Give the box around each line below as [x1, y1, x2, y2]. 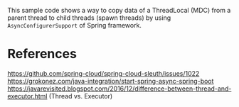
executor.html [7, 91, 48, 100]
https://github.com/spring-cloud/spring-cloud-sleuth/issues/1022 [7, 69, 200, 77]
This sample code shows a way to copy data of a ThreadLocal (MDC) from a [7, 6, 231, 14]
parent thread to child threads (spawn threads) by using [7, 13, 171, 22]
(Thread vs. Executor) [48, 91, 113, 100]
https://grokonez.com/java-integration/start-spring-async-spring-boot [7, 77, 214, 85]
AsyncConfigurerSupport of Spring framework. [7, 21, 142, 29]
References [7, 46, 77, 62]
